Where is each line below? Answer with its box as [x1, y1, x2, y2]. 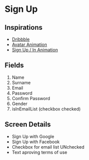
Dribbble [11, 36, 30, 42]
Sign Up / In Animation [11, 47, 58, 53]
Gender [11, 101, 28, 107]
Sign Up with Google [11, 133, 54, 139]
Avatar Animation [11, 42, 47, 48]
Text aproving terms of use [11, 149, 68, 155]
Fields [4, 61, 24, 70]
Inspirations [4, 23, 43, 32]
